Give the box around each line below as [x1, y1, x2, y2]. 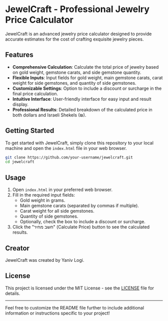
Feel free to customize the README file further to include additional [5, 304, 144, 310]
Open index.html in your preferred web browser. [12, 187, 113, 193]
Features [5, 51, 33, 59]
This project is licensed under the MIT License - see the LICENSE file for [5, 285, 154, 291]
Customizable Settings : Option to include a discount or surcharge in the [12, 85, 162, 91]
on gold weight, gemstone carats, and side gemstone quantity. [12, 69, 141, 75]
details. [5, 290, 20, 296]
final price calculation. [12, 90, 58, 96]
